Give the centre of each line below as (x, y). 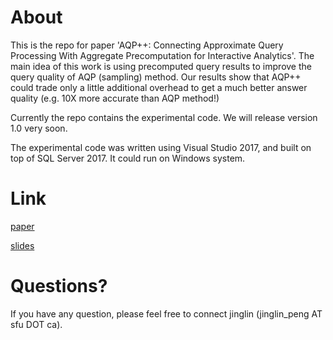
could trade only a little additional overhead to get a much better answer (159, 87)
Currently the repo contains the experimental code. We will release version (164, 117)
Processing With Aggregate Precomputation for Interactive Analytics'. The (162, 55)
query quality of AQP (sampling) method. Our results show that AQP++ (156, 77)
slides (22, 245)
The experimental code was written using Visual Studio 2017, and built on (161, 147)
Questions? (59, 286)
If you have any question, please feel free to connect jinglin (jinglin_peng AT (166, 313)
